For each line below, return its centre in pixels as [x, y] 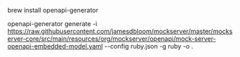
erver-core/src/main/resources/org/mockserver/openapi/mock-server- [112, 39]
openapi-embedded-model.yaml [55, 46]
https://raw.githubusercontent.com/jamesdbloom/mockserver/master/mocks [120, 31]
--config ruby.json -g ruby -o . [149, 46]
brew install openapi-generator [53, 10]
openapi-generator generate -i [52, 24]
